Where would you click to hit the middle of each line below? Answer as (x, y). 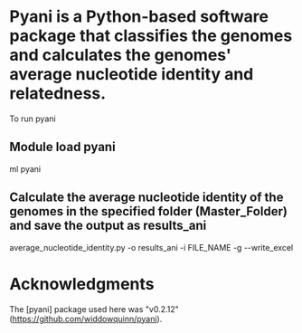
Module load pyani (62, 147)
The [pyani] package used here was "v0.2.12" (94, 309)
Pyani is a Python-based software (139, 17)
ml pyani (25, 168)
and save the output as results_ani (108, 226)
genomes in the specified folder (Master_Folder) (148, 211)
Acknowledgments (82, 284)
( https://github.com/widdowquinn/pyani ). (86, 319)
